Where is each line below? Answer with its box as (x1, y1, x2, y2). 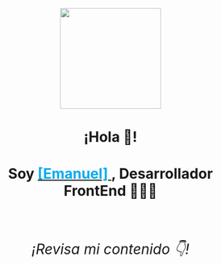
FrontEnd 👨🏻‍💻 (63, 182, 158, 201)
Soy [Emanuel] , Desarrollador (8, 165, 213, 183)
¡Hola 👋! (83, 128, 138, 147)
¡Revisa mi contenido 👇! (31, 240, 190, 258)
